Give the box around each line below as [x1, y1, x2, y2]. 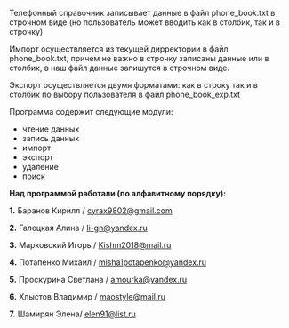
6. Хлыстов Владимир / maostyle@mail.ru [9, 292, 166, 301]
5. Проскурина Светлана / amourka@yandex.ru [9, 275, 188, 284]
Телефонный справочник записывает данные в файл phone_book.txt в [9, 8, 276, 18]
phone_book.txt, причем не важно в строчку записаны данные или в [9, 53, 269, 63]
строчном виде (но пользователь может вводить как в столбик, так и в [9, 17, 281, 28]
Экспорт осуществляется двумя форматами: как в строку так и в [9, 80, 258, 90]
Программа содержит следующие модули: [9, 107, 173, 116]
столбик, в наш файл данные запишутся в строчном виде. [9, 62, 229, 73]
